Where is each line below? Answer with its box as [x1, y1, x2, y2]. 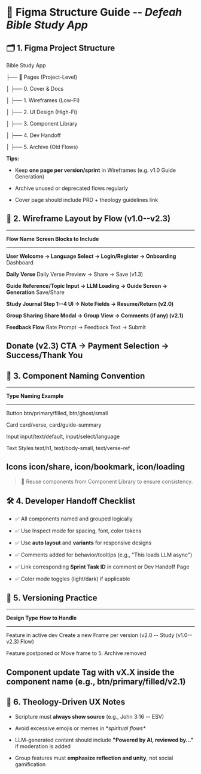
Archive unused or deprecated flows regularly [14, 184, 129, 192]
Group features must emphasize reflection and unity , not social [14, 754, 173, 761]
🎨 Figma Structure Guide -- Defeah [6, 5, 182, 19]
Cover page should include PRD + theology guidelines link [14, 197, 159, 203]
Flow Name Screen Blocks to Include [6, 235, 99, 242]
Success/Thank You [6, 350, 83, 361]
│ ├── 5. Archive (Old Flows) [6, 144, 78, 150]
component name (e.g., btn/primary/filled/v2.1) [6, 676, 186, 687]
